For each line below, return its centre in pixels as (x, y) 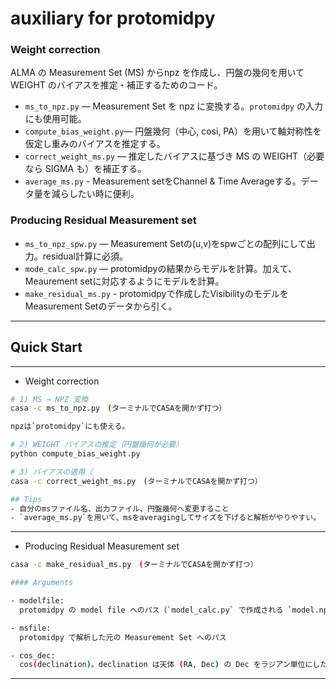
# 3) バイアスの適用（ (51, 472)
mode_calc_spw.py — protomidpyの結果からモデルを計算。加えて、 (161, 268)
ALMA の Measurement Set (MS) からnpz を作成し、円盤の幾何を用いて (157, 73)
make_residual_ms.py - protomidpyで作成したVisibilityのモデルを (156, 293)
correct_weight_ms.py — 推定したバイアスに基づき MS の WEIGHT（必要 (174, 156)
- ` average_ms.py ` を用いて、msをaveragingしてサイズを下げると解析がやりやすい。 (166, 518)
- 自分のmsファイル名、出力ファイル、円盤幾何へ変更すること (120, 508)
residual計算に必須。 (85, 256)
